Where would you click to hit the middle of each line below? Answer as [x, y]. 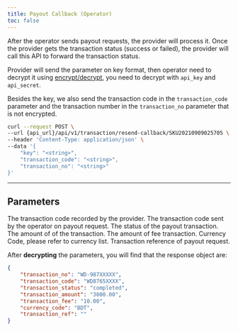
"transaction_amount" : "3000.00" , [71, 294]
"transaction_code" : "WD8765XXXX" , [73, 281]
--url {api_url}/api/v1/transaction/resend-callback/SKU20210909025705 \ [119, 133]
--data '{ [22, 146]
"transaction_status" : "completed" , [74, 288]
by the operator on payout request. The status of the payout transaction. [113, 226]
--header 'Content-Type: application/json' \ [75, 140]
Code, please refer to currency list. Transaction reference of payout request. [119, 242]
